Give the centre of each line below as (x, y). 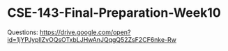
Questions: (23, 32)
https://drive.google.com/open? (85, 32)
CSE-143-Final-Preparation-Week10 (114, 13)
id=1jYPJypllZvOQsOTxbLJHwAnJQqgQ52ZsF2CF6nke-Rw (92, 39)
